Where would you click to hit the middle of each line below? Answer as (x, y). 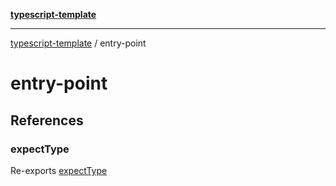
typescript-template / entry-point (78, 43)
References (47, 120)
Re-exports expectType (59, 170)
